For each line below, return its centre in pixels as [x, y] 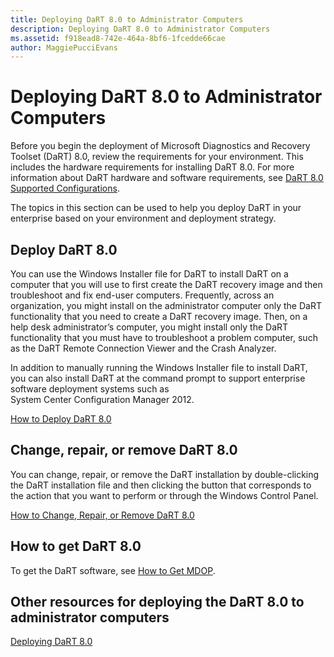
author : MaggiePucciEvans [64, 47]
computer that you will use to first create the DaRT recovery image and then [166, 284]
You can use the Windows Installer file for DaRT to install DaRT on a [149, 274]
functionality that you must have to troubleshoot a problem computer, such [164, 337]
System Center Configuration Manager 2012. [102, 399]
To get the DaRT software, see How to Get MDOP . [113, 570]
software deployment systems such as [90, 389]
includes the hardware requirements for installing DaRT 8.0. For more [152, 167]
